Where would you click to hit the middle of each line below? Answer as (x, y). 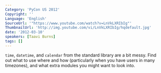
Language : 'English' (26, 18)
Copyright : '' (20, 14)
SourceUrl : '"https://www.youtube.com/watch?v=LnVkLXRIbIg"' (69, 23)
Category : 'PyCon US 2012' (32, 9)
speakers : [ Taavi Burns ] (30, 37)
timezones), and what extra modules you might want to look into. (70, 65)
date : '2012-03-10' (25, 32)
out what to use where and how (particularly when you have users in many (80, 60)
